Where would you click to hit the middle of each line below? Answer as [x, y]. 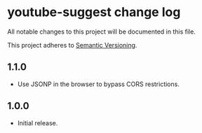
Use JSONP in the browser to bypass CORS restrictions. [99, 84]
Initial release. [38, 122]
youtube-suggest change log [94, 12]
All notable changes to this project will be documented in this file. [102, 31]
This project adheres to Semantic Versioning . [72, 45]
